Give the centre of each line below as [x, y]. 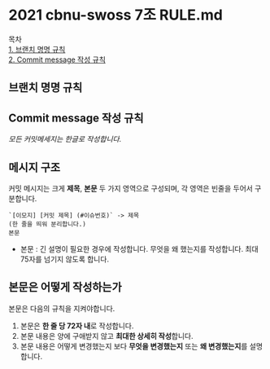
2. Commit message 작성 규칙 [57, 59]
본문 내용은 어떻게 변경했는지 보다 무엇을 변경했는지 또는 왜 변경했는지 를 [134, 346]
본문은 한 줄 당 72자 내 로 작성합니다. [77, 326]
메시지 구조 [35, 167]
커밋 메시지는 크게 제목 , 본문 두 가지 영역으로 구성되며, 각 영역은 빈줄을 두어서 [131, 188]
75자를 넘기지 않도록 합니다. [65, 259]
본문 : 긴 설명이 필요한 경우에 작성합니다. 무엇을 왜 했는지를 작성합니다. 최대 [139, 248]
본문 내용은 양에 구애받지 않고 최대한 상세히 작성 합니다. [107, 336]
